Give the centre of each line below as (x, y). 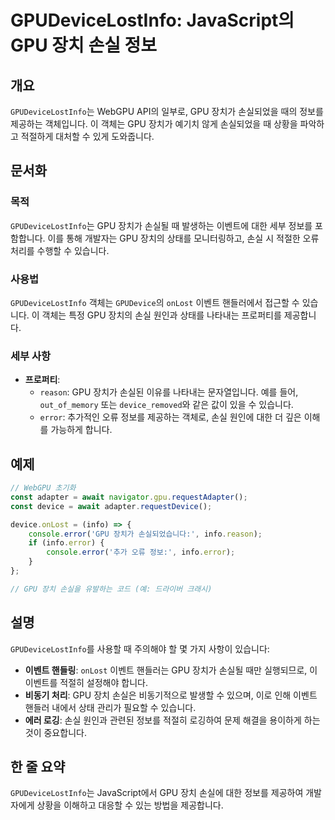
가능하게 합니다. (81, 430)
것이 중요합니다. (55, 732)
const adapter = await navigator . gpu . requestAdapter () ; (129, 497)
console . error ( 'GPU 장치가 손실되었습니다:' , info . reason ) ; (145, 534)
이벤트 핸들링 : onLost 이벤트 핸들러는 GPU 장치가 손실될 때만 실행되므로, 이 (171, 670)
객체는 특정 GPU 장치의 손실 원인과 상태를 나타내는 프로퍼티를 (161, 315)
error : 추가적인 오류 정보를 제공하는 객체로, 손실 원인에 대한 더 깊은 (170, 417)
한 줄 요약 (38, 767)
